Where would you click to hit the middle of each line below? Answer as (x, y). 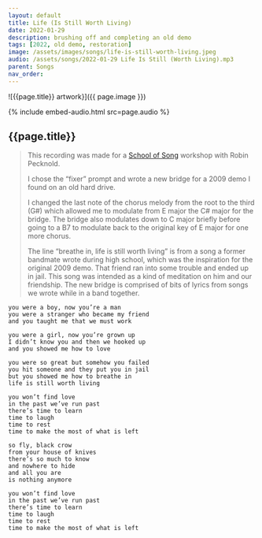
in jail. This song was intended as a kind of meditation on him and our (140, 276)
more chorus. (49, 236)
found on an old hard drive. (71, 187)
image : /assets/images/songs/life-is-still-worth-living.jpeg (112, 52)
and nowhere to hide (42, 466)
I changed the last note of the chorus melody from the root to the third (141, 202)
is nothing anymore (40, 480)
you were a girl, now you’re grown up (72, 336)
